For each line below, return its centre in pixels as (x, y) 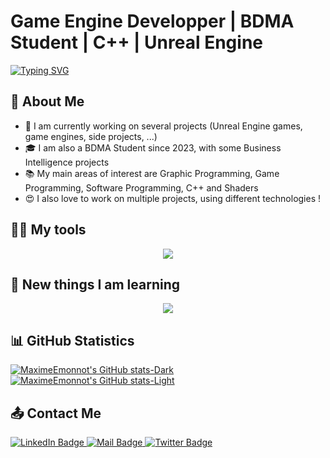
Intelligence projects (67, 162)
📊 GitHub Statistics (72, 340)
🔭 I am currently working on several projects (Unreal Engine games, (163, 126)
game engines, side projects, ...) (91, 136)
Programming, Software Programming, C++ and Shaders (141, 187)
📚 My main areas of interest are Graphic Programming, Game (152, 173)
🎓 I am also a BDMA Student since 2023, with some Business (153, 147)
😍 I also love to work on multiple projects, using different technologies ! (173, 198)
